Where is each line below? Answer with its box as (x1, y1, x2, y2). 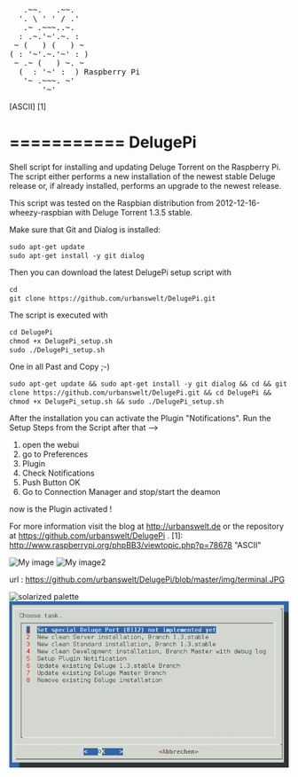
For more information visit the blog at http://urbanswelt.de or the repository (9, 521, 284, 531)
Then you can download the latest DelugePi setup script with (9, 267, 232, 278)
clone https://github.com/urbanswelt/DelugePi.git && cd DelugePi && (9, 388, 272, 397)
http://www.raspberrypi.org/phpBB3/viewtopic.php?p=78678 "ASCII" (9, 539, 262, 550)
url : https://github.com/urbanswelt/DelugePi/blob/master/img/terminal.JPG (9, 574, 286, 585)
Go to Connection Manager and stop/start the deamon (21, 486, 221, 497)
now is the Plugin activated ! (9, 503, 113, 514)
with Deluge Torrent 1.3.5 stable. (74, 207, 193, 217)
